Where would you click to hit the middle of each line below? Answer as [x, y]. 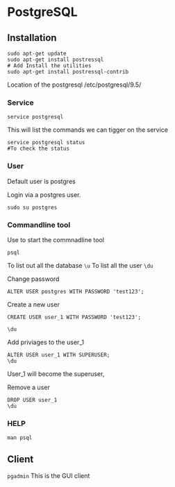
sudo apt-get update [37, 53]
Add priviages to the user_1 [46, 342]
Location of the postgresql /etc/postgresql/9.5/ [74, 85]
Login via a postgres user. [44, 194]
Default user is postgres [42, 181]
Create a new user [34, 304]
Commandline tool [39, 225]
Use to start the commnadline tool [56, 239]
